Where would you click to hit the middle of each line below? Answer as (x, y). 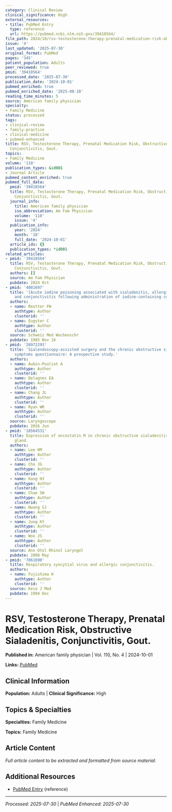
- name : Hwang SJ (28, 507)
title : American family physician (51, 206)
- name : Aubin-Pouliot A (36, 364)
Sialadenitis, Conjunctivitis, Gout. (78, 640)
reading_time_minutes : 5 (32, 96)
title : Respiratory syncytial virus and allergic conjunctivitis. (82, 565)
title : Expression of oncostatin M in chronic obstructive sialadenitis (89, 436)
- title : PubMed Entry (29, 24)
